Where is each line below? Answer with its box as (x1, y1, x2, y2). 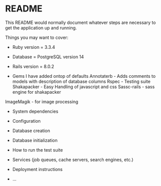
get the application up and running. (5, 24, 77, 30)
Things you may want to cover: (5, 34, 69, 40)
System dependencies (12, 108, 59, 114)
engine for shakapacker (12, 89, 61, 95)
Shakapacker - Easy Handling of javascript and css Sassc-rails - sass (12, 83, 155, 90)
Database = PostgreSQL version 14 (12, 53, 84, 60)
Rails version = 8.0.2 (12, 63, 55, 69)
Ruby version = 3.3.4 (12, 44, 56, 50)
